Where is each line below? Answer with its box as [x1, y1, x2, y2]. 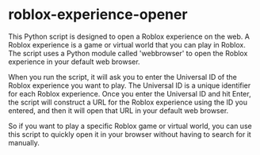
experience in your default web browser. [8, 57, 140, 66]
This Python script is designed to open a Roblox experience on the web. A [8, 32, 250, 41]
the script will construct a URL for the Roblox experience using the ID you [8, 97, 248, 107]
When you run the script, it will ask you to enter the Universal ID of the [8, 72, 238, 81]
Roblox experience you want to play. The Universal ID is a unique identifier [8, 81, 251, 90]
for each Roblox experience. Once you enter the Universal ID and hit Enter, [8, 89, 251, 98]
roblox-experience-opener [8, 6, 188, 24]
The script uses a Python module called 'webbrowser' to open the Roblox [8, 48, 248, 58]
